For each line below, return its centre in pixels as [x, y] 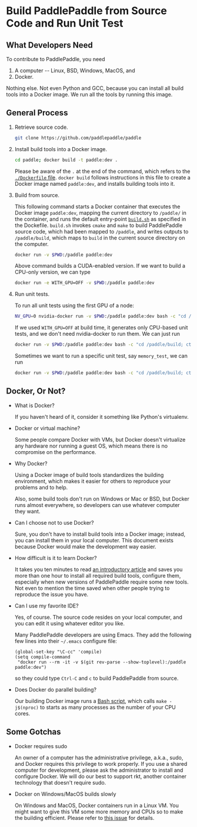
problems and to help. [41, 487]
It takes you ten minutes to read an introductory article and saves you [98, 569]
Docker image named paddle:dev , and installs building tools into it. [95, 184]
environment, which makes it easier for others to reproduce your [93, 481]
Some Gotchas [34, 732]
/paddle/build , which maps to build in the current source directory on [100, 238]
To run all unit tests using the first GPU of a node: [74, 306]
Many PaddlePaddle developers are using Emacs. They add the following [103, 635]
